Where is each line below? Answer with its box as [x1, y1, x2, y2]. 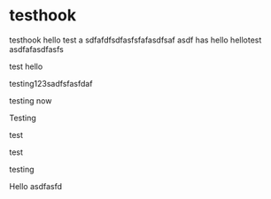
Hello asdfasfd [9, 180, 63, 191]
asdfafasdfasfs [9, 43, 64, 54]
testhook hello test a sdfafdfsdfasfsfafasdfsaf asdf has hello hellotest [9, 34, 262, 45]
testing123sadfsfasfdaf [9, 78, 93, 88]
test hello [9, 61, 43, 72]
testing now [9, 95, 52, 106]
